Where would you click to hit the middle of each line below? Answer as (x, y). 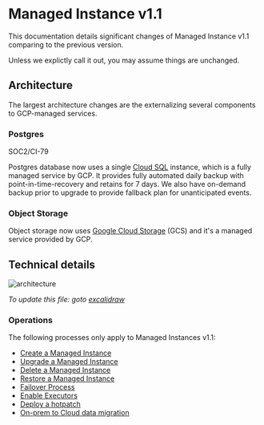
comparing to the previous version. (66, 44)
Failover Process (47, 387)
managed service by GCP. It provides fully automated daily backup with (126, 176)
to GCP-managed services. (53, 113)
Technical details (52, 264)
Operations (31, 320)
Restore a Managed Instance (67, 378)
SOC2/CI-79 (29, 152)
